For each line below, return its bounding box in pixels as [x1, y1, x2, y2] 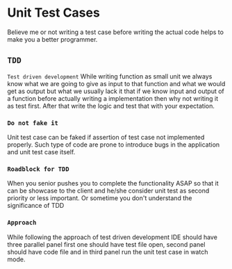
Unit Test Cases [7, 5, 101, 21]
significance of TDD [7, 202, 65, 210]
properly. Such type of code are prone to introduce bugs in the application [7, 140, 220, 149]
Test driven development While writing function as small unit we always [7, 72, 213, 81]
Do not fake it [7, 119, 59, 127]
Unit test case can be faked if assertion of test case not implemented [7, 133, 205, 142]
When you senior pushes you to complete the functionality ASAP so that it [7, 179, 219, 188]
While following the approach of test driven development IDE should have [7, 233, 217, 241]
